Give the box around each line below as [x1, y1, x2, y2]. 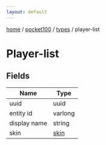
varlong [53, 109, 75, 117]
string [53, 119, 70, 127]
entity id [9, 109, 33, 117]
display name [9, 119, 47, 127]
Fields [6, 71, 30, 81]
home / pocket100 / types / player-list [6, 25, 100, 33]
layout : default [6, 8, 47, 15]
